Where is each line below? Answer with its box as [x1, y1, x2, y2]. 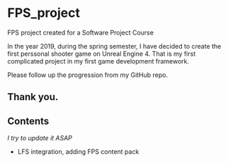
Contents [7, 115, 50, 127]
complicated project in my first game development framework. [7, 56, 190, 65]
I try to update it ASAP [7, 134, 73, 143]
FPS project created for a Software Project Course [7, 28, 154, 37]
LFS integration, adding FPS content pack [17, 147, 139, 156]
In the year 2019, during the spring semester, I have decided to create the [7, 42, 222, 50]
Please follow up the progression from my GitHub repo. [7, 71, 169, 79]
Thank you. [7, 91, 59, 103]
